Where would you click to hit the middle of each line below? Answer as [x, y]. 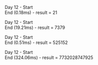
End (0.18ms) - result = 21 [31, 12]
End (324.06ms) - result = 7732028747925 [49, 57]
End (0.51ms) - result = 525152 [36, 42]
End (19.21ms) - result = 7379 [35, 27]
